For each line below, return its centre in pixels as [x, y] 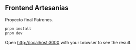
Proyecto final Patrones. [29, 19]
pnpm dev [14, 33]
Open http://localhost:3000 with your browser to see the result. [68, 42]
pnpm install [18, 29]
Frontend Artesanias [37, 8]
